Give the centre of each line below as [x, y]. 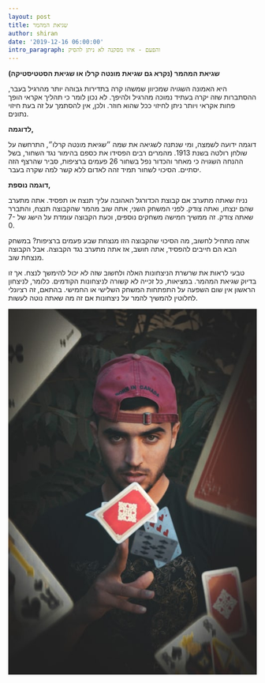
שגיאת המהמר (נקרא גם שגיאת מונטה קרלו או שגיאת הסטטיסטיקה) [114, 73]
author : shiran [33, 33]
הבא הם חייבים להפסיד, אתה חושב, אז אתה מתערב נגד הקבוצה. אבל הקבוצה [123, 250]
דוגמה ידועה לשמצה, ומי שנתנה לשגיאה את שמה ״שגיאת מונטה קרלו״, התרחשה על [132, 144]
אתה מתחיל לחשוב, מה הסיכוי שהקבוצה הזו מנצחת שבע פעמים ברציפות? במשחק [129, 241]
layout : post [30, 17]
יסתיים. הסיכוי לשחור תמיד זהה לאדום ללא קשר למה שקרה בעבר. [105, 170]
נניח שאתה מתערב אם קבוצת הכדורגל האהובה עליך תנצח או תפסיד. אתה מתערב [128, 201]
